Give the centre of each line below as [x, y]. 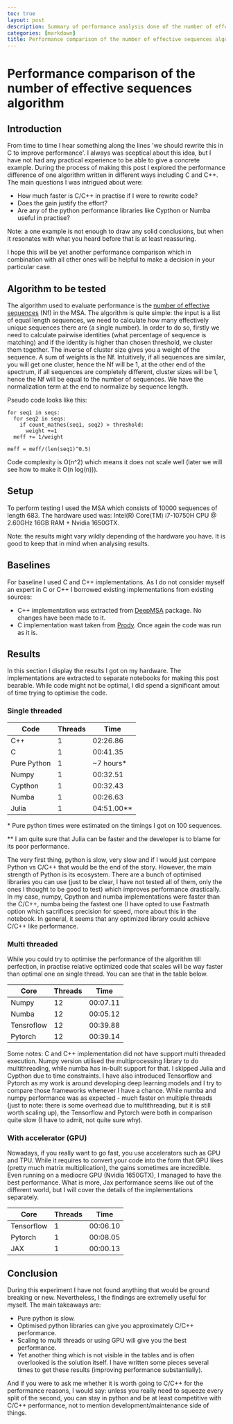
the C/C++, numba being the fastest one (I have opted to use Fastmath [108, 904]
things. [17, 1413]
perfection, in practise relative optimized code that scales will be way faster [115, 966]
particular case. [29, 267]
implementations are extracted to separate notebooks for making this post [113, 678]
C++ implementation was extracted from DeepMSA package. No [110, 610]
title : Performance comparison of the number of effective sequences [110, 40]
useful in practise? [44, 218]
